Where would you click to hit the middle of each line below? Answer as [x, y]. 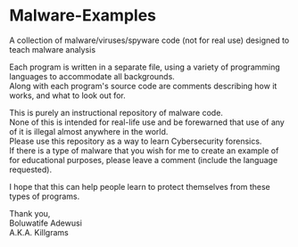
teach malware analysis [53, 49]
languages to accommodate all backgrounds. [92, 76]
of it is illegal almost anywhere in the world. [89, 131]
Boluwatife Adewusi [46, 223]
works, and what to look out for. [68, 95]
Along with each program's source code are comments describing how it [143, 86]
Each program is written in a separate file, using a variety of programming [145, 67]
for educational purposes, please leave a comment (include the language [144, 160]
